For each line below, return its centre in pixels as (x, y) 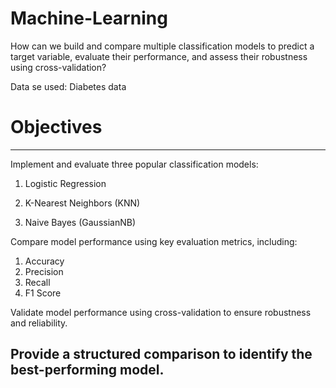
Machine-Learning (89, 18)
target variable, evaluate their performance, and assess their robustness (159, 56)
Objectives (56, 127)
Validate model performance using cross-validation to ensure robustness (161, 312)
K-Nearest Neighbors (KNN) (82, 203)
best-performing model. (87, 370)
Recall (37, 282)
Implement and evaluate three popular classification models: (134, 164)
